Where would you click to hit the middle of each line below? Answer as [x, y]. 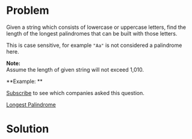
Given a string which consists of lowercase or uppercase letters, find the [96, 27]
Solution [28, 129]
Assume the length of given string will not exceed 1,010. [75, 69]
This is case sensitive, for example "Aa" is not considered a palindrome [94, 45]
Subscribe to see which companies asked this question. [75, 93]
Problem [28, 11]
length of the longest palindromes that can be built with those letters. [92, 33]
